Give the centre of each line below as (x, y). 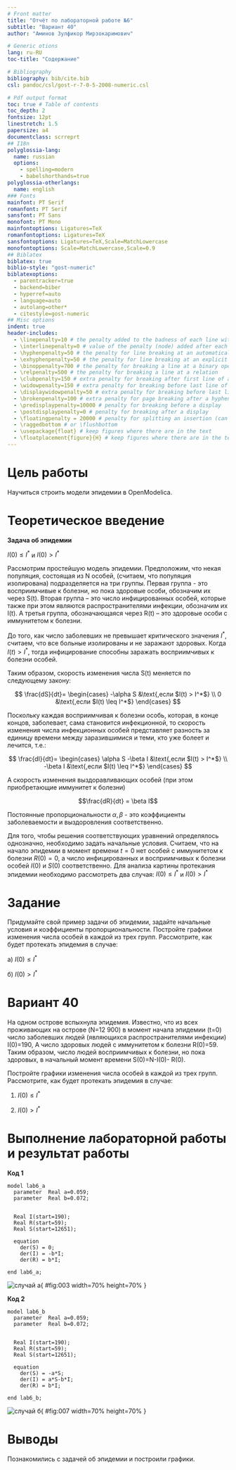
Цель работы (48, 473)
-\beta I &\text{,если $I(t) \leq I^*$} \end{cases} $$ (118, 766)
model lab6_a (26, 1186)
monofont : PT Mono (34, 222)
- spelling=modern (47, 170)
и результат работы (68, 1154)
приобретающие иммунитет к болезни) (66, 787)
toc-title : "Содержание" (44, 59)
